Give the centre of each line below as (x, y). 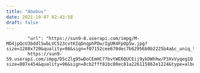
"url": (36, 39)
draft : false (22, 22)
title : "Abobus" (26, 11)
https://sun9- (45, 54)
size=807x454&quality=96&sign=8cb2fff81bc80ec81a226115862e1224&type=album (102, 64)
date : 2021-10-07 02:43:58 (40, 17)
